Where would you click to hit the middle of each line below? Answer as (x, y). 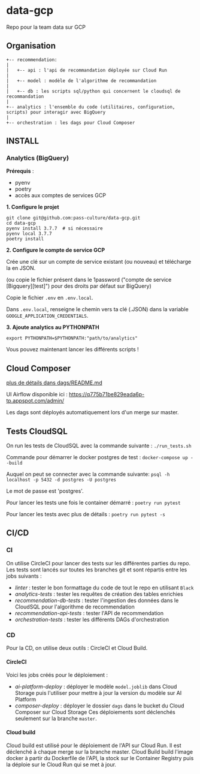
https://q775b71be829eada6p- (107, 394)
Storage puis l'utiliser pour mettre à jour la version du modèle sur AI (98, 693)
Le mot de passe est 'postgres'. (45, 491)
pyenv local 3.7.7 (29, 234)
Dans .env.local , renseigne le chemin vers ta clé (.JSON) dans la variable (97, 309)
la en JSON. (21, 268)
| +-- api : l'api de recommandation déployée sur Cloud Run (87, 70)
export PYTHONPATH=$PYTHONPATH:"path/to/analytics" (72, 338)
